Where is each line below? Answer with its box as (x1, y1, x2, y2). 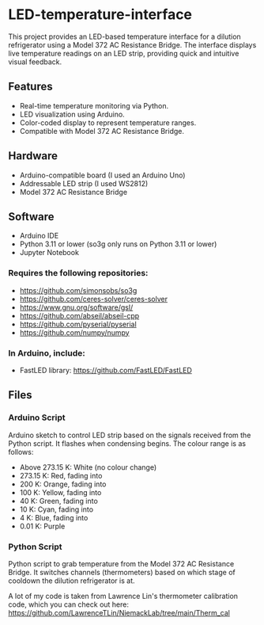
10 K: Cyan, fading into (19, 505, 93, 514)
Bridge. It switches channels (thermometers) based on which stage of (8, 567, 236, 577)
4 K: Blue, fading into (19, 513, 89, 522)
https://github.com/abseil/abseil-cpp (19, 311, 140, 320)
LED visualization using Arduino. (19, 109, 125, 119)
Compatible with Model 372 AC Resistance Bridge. (19, 126, 184, 135)
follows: (8, 447, 34, 456)
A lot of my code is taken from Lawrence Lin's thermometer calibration (8, 591, 239, 600)
